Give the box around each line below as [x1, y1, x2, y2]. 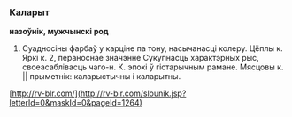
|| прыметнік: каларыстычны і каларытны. [21, 71, 181, 82]
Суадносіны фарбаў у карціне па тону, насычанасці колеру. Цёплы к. [21, 43, 283, 54]
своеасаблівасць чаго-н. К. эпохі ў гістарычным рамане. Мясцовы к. [21, 62, 284, 72]
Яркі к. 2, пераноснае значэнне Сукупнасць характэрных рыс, [21, 53, 259, 63]
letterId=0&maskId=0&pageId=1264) [9, 98, 143, 108]
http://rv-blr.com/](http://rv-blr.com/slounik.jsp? [12, 88, 187, 99]
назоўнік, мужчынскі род [9, 26, 109, 37]
